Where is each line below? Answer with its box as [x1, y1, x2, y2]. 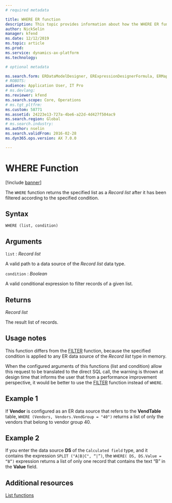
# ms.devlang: [5, 88, 36, 93]
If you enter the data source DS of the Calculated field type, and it [5, 448, 148, 454]
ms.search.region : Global [5, 117, 60, 122]
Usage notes [5, 334, 47, 343]
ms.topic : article [5, 41, 45, 46]
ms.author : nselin [5, 126, 45, 132]
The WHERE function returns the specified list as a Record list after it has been [5, 189, 166, 195]
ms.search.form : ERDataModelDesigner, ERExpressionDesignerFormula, [5, 73, 155, 79]
